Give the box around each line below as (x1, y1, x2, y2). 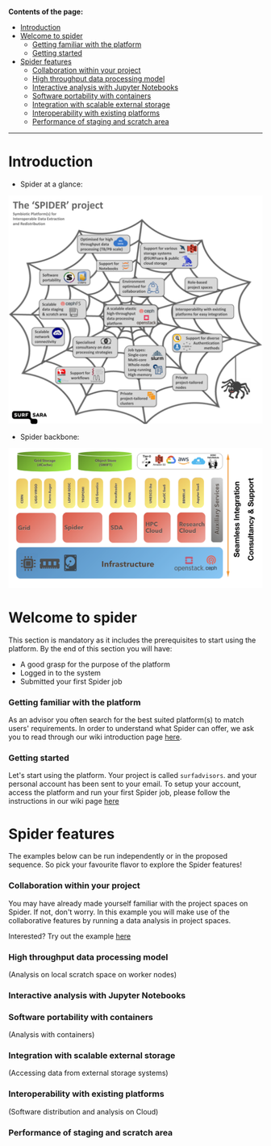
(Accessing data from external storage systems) (8, 1069, 169, 1078)
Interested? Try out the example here (8, 931, 131, 941)
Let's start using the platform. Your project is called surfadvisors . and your (8, 771, 257, 780)
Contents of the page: (8, 7, 83, 16)
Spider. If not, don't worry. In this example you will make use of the (8, 907, 230, 917)
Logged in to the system (19, 667, 101, 677)
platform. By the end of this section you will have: (8, 643, 173, 653)
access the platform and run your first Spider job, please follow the (8, 788, 231, 797)
